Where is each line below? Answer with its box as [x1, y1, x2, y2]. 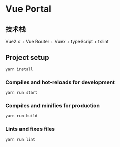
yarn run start [5, 90, 38, 95]
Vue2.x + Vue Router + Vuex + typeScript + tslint [5, 39, 109, 44]
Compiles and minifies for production [5, 102, 100, 109]
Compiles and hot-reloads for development [5, 79, 115, 86]
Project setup [5, 53, 50, 62]
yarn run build [5, 113, 38, 119]
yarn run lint [5, 137, 36, 142]
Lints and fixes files [5, 126, 55, 133]
